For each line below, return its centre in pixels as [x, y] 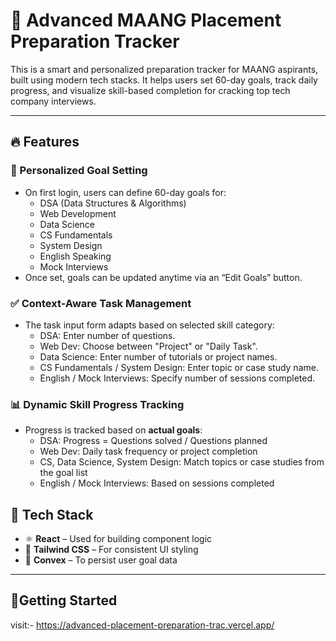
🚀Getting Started [64, 600]
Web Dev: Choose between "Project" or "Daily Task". [148, 346]
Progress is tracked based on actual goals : [113, 430]
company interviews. [53, 101]
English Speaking [75, 256]
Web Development [78, 213]
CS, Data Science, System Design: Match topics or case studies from [182, 462]
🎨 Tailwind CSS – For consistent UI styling [111, 550]
